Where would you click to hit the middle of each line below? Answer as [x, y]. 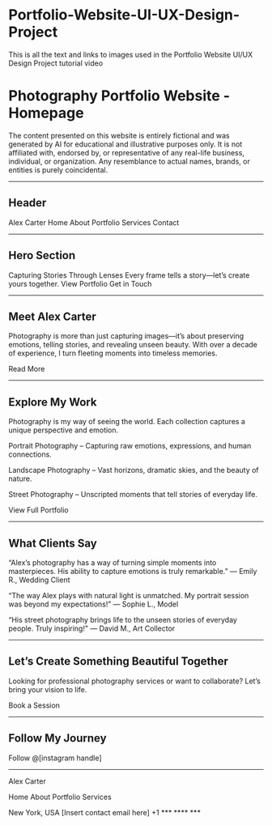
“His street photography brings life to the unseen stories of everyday [123, 619]
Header [28, 203]
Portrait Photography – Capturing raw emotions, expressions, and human [130, 446]
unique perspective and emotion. [64, 430]
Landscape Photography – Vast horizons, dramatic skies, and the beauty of [134, 470]
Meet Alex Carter [53, 316]
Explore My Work [53, 402]
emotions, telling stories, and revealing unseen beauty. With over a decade [133, 345]
